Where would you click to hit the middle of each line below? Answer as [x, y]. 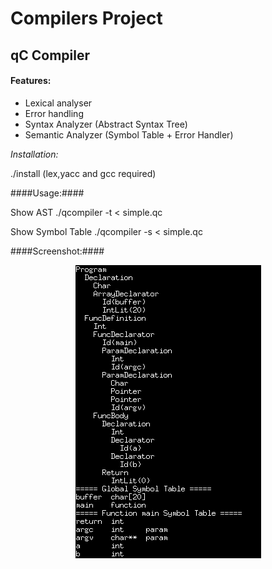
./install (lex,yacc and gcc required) [83, 173]
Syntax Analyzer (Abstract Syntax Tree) [106, 124]
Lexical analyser [58, 103]
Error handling [54, 113]
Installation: [34, 154]
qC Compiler [50, 55]
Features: [31, 81]
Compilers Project [86, 18]
